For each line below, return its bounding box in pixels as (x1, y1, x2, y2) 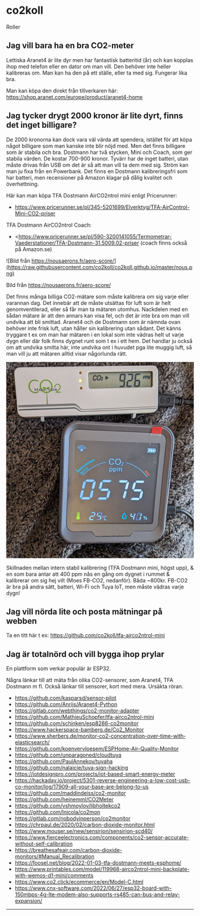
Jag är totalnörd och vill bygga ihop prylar (6, 649, 165, 659)
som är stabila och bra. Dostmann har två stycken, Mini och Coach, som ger (6, 149, 192, 156)
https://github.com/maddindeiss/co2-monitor (14, 789, 126, 797)
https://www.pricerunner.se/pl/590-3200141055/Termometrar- (18, 233, 172, 240)
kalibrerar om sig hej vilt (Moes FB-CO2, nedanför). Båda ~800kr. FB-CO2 (6, 576, 188, 584)
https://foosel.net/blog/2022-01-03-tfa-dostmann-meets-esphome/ (14, 859, 182, 866)
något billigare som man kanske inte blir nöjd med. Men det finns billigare (6, 142, 186, 149)
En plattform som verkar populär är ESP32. (6, 665, 111, 672)
